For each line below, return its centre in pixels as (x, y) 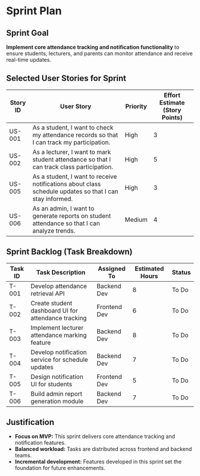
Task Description (61, 272)
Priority (136, 106)
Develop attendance (59, 286)
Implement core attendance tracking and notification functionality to (93, 47)
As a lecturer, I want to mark (72, 152)
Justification (30, 422)
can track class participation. (73, 166)
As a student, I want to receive (75, 176)
